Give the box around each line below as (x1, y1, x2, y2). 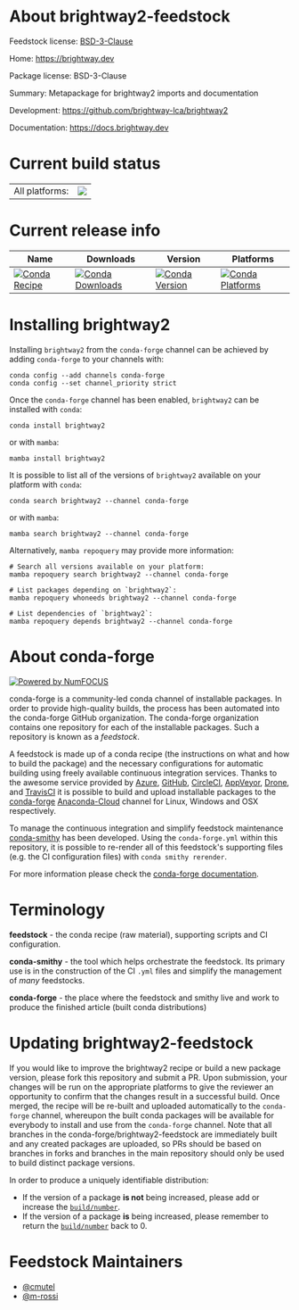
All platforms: (13, 185, 69, 197)
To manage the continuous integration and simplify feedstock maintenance (9, 823, 284, 833)
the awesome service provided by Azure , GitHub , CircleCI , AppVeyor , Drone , (9, 776, 290, 787)
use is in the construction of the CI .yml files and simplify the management (9, 966, 282, 976)
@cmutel (21, 1281, 55, 1291)
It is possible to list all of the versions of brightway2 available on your (9, 469, 261, 480)
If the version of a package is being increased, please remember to (21, 1211, 269, 1222)
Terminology (9, 900, 105, 920)
